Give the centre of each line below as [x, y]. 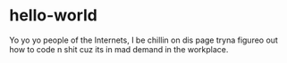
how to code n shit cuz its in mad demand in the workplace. [119, 49]
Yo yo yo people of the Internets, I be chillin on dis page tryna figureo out [144, 40]
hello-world [54, 16]
